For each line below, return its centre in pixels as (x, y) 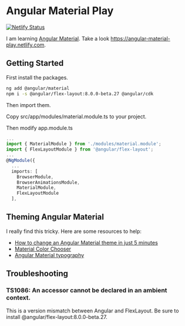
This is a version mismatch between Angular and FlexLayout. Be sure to (92, 311)
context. (18, 298)
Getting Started (35, 63)
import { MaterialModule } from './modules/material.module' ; (84, 144)
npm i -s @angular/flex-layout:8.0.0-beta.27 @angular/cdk (80, 94)
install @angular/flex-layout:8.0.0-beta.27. (57, 317)
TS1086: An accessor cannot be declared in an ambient (87, 291)
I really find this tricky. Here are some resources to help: (74, 231)
